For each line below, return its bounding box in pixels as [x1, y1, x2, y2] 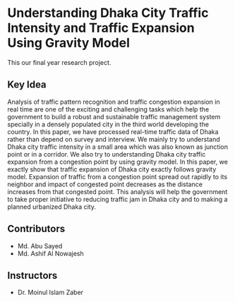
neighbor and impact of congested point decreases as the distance [7, 180, 203, 188]
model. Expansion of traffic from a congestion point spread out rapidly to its [7, 172, 228, 181]
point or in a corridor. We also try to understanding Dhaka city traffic [7, 150, 206, 158]
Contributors [7, 223, 66, 235]
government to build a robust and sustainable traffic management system [7, 112, 221, 121]
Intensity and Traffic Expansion [7, 20, 195, 36]
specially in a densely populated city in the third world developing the [7, 120, 210, 128]
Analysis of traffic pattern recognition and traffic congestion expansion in [7, 97, 220, 106]
